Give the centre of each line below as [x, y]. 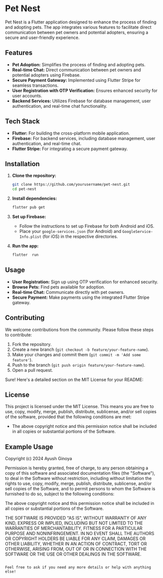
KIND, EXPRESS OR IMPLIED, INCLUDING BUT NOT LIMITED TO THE [74, 523]
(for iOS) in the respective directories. [80, 236]
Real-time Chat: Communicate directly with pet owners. [68, 292]
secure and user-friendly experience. [42, 38]
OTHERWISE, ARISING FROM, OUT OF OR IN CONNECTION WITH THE [76, 549]
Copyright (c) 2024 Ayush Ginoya [38, 459]
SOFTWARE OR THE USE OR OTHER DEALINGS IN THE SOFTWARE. [73, 554]
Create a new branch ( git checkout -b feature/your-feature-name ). [81, 349]
